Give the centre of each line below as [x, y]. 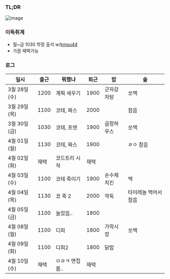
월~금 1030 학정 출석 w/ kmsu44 [45, 44]
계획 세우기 [68, 93]
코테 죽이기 [68, 179]
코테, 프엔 [66, 127]
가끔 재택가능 [26, 51]
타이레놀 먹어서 [145, 192]
